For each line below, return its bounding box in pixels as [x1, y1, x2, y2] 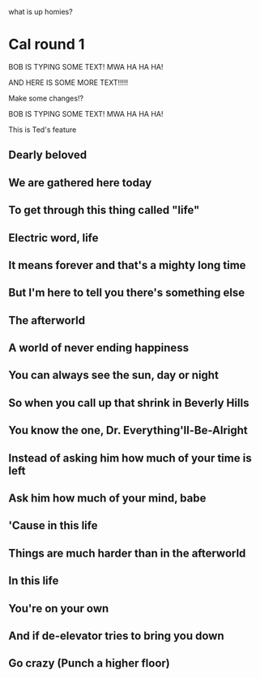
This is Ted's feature [8, 125, 77, 134]
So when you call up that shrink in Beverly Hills [8, 396, 249, 410]
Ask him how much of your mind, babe [8, 492, 207, 505]
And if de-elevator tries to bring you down [8, 629, 224, 642]
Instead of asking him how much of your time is [8, 451, 253, 465]
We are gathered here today [8, 176, 152, 190]
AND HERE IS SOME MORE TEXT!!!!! [8, 77, 129, 87]
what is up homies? [8, 7, 73, 16]
